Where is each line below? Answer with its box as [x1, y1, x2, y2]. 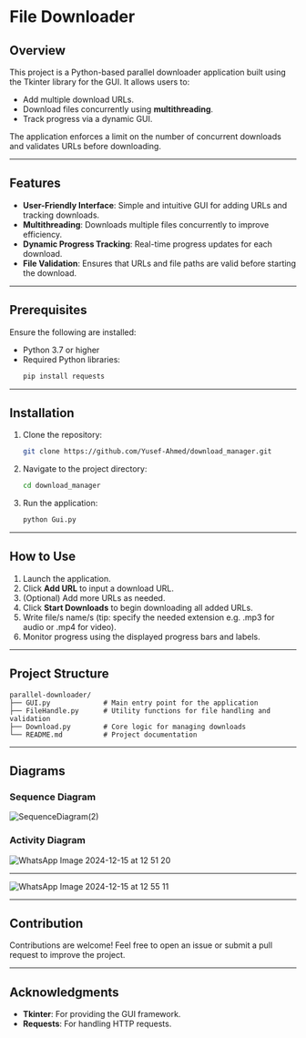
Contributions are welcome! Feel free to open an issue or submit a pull [9, 940, 273, 951]
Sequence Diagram [9, 790, 97, 803]
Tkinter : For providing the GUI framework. [22, 1009, 181, 1020]
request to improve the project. [9, 950, 126, 961]
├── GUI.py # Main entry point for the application [9, 698, 259, 707]
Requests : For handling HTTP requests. [22, 1018, 172, 1030]
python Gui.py [22, 515, 76, 524]
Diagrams [9, 763, 66, 778]
